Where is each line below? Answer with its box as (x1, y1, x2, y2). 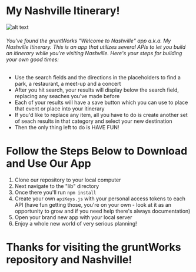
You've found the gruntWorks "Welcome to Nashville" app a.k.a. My (6, 37, 171, 44)
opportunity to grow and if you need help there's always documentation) (14, 207, 191, 215)
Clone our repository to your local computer (14, 176, 121, 183)
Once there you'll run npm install (14, 189, 97, 196)
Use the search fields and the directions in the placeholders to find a (14, 74, 181, 81)
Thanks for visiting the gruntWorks (6, 241, 181, 254)
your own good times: (6, 56, 59, 63)
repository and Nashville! (6, 253, 132, 267)
